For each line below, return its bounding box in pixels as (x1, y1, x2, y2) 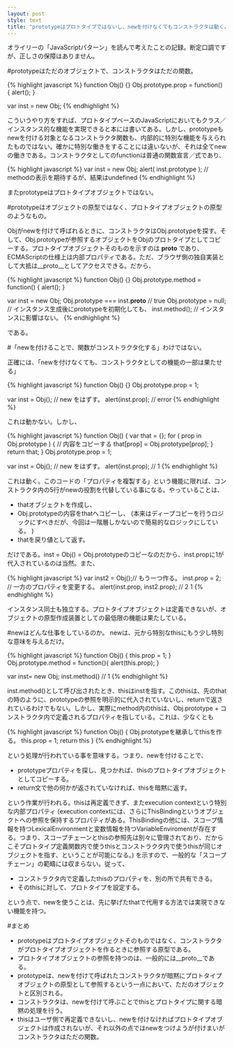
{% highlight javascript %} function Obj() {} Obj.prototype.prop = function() (7, 81, 223, 89)
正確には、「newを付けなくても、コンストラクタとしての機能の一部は (7, 358, 204, 367)
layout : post (7, 10, 45, 17)
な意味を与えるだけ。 (7, 637, 68, 646)
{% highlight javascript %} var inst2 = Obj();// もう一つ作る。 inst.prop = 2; (7, 574, 221, 582)
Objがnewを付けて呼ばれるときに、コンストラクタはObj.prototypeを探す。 (7, 226, 221, 235)
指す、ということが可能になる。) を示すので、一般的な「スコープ (43, 851, 227, 860)
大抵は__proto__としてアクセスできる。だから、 (19, 261, 155, 270)
